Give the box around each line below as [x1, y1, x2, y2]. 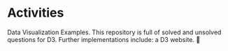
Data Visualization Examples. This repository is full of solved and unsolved [7, 28, 222, 36]
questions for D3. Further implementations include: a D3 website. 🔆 [7, 35, 201, 43]
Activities [7, 5, 64, 21]
